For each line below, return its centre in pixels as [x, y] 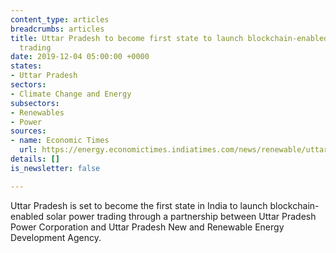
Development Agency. [56, 237]
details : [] [35, 159]
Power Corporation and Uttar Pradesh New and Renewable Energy [147, 227]
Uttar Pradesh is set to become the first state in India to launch [139, 205]
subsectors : [35, 103]
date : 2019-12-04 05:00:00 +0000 [80, 57]
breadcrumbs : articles [57, 29]
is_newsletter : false [55, 168]
